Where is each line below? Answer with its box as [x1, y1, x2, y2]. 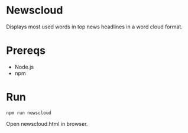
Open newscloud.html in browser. [6, 120, 88, 127]
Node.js [14, 63, 34, 70]
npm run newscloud [6, 110, 51, 116]
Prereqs [6, 44, 46, 57]
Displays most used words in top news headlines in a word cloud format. [6, 23, 183, 30]
